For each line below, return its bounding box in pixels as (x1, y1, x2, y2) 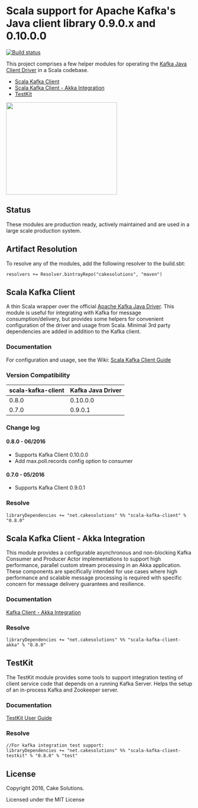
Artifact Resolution (6, 244, 77, 255)
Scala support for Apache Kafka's (6, 4, 176, 18)
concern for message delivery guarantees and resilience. (6, 581, 145, 588)
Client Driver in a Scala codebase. (6, 66, 89, 73)
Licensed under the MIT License (6, 796, 85, 803)
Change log (6, 423, 40, 432)
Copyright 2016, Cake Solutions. (6, 784, 85, 792)
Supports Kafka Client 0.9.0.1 (14, 484, 86, 491)
